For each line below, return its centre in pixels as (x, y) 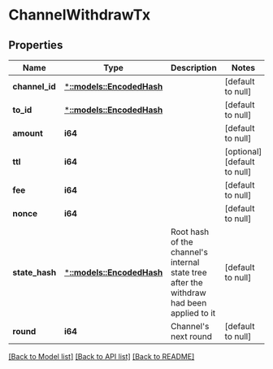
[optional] (243, 152)
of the (182, 242)
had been (188, 303)
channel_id (35, 87)
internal (185, 262)
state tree (188, 272)
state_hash (35, 272)
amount (28, 133)
